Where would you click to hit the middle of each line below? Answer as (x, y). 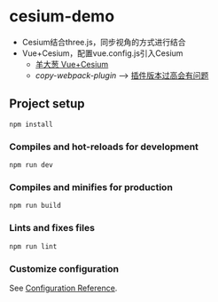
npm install (31, 124)
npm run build (35, 206)
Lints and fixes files (52, 228)
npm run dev (31, 165)
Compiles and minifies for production (91, 187)
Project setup (47, 104)
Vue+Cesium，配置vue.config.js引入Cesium (102, 53)
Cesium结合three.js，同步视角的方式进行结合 (104, 42)
